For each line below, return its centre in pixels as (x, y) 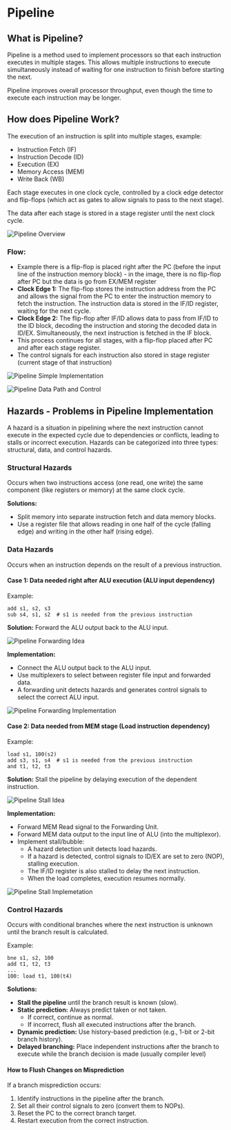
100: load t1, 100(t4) (40, 976)
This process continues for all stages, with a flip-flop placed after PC (115, 340)
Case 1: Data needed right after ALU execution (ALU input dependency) (111, 581)
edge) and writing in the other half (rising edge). (85, 531)
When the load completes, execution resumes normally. (107, 878)
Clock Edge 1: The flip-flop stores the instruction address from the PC (116, 289)
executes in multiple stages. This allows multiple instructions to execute (109, 62)
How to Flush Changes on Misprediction (66, 1070)
